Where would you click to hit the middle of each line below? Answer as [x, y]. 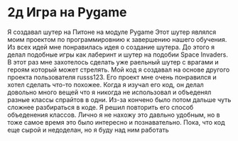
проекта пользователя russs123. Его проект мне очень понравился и [112, 77]
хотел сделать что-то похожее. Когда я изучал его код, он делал [106, 84]
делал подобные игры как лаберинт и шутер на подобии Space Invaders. [118, 55]
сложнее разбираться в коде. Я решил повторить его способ [101, 107]
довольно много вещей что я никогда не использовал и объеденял [109, 92]
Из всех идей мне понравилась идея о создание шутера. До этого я [111, 47]
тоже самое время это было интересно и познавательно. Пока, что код [116, 122]
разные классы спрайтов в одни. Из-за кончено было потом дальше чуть [119, 99]
